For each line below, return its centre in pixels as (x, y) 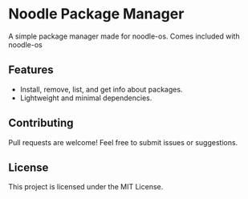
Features (31, 70)
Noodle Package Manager (96, 14)
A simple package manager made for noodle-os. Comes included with (124, 36)
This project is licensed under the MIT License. (86, 187)
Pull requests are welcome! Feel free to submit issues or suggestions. (123, 142)
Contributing (41, 123)
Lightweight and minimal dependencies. (86, 98)
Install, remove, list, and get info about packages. (101, 89)
